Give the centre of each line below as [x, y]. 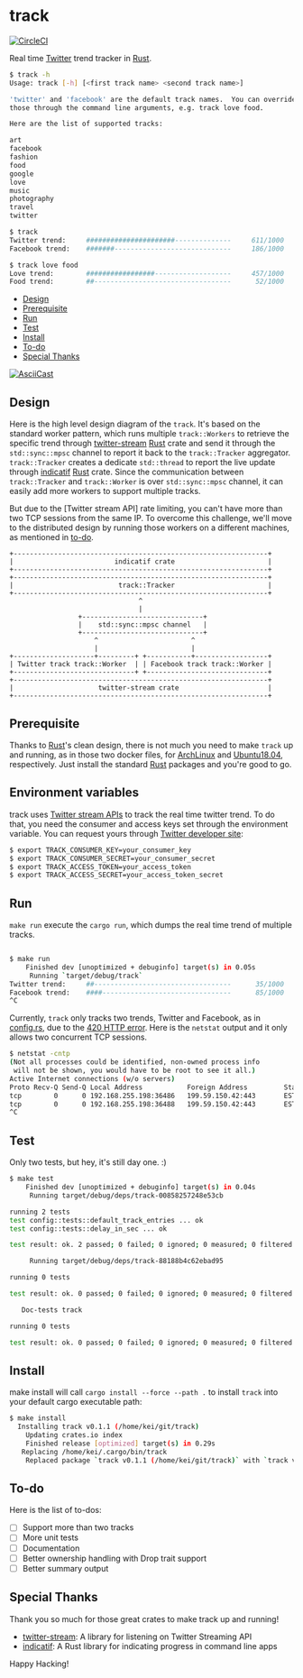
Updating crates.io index [74, 1435]
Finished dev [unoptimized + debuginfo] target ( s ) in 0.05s [141, 967]
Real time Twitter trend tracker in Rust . [80, 58]
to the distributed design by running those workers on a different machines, [150, 527]
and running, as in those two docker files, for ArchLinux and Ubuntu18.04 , [147, 755]
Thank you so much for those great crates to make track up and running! [144, 1618]
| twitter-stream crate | [141, 688]
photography [32, 199]
